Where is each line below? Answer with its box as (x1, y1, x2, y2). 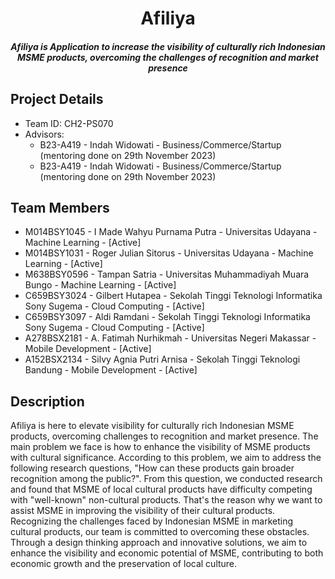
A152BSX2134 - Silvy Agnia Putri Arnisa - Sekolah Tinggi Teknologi (24, 353, 301, 366)
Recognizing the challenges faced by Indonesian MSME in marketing (10, 515, 293, 527)
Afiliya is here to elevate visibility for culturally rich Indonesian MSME (10, 420, 295, 432)
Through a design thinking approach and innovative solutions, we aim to (10, 537, 308, 549)
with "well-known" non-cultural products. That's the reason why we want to (10, 494, 323, 506)
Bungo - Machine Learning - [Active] (24, 279, 177, 291)
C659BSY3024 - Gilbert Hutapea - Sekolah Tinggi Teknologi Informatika (24, 290, 323, 302)
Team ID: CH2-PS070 (24, 117, 114, 129)
